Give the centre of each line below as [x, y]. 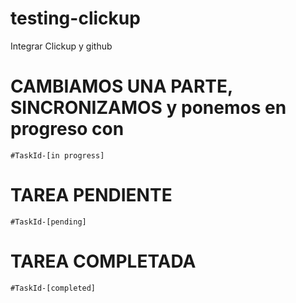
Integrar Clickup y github [61, 46]
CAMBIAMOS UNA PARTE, [121, 86]
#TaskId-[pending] [48, 222]
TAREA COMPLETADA [103, 261]
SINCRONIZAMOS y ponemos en [148, 108]
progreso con [67, 129]
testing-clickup [75, 18]
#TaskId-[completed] [53, 288]
